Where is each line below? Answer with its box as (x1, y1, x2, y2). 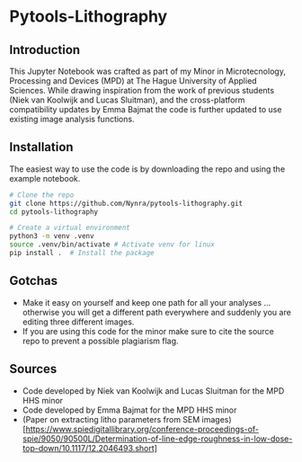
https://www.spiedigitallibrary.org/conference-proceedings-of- (25, 423, 259, 434)
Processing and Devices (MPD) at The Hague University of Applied (9, 76, 258, 86)
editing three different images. (22, 316, 135, 327)
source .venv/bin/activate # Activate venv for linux (9, 240, 216, 249)
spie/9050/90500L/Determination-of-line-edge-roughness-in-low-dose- (22, 433, 293, 444)
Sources (9, 361, 58, 377)
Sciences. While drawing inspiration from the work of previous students (9, 85, 275, 95)
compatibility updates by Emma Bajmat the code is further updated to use (9, 104, 282, 114)
